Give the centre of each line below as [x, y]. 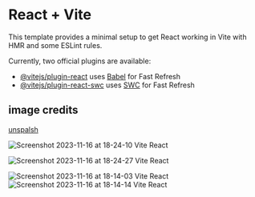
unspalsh [23, 129]
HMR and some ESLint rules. [55, 45]
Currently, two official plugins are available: [80, 61]
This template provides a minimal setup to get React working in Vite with [127, 37]
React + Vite [50, 15]
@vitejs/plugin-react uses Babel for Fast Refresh [100, 76]
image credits [43, 110]
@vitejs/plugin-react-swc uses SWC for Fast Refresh [107, 85]
